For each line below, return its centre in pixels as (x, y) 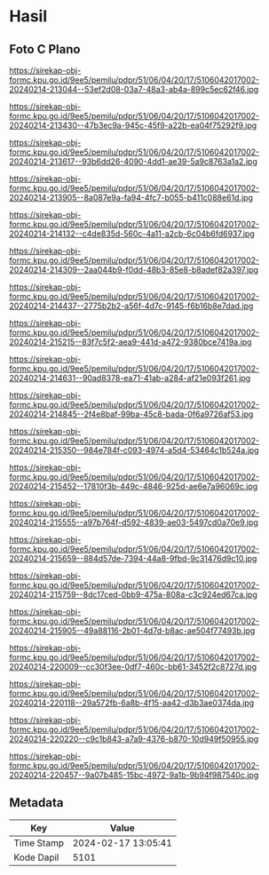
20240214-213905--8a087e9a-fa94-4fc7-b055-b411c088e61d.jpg (131, 198)
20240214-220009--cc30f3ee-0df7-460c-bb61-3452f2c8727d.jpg (133, 667)
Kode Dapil (36, 857)
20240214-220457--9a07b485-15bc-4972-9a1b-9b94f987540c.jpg (134, 775)
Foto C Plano (45, 49)
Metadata (36, 803)
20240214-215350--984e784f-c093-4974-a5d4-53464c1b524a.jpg (134, 450)
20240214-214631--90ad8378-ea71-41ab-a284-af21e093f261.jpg (130, 378)
